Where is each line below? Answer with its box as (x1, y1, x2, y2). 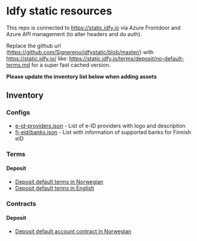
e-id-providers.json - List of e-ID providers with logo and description (14, 122, 186, 129)
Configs (6, 108, 30, 117)
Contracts (6, 200, 36, 208)
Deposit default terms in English (14, 185, 95, 192)
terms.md (6, 61, 30, 69)
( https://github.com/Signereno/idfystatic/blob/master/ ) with (6, 48, 154, 55)
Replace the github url (6, 42, 61, 49)
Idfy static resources (6, 4, 113, 18)
